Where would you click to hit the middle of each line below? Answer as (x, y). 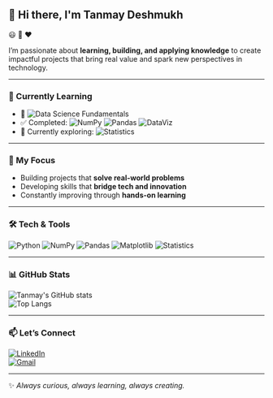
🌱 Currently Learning (50, 96)
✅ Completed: (43, 123)
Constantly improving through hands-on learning (103, 195)
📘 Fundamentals (75, 114)
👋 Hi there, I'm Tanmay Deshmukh (96, 15)
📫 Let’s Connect (42, 332)
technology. (28, 67)
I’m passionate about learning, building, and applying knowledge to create (135, 50)
